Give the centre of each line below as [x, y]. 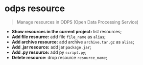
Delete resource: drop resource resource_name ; [59, 57]
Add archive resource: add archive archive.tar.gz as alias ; [73, 42]
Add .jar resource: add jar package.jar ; [51, 47]
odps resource [35, 9]
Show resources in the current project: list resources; [67, 31]
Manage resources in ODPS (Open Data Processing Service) [77, 22]
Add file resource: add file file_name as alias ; [59, 37]
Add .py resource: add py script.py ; [49, 52]
